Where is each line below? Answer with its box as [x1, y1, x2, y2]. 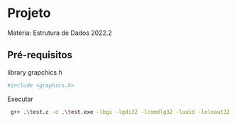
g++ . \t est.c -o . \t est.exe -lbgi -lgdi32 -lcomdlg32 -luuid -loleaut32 [10, 108, 231, 115]
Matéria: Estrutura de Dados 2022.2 [7, 28, 112, 37]
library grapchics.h [7, 68, 62, 76]
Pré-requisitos [7, 49, 73, 61]
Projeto [7, 5, 51, 21]
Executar [7, 95, 33, 103]
